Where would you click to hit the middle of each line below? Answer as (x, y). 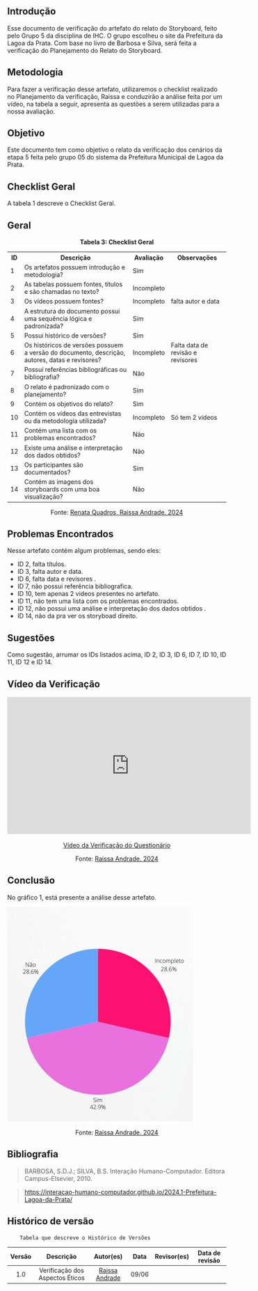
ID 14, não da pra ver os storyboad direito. (77, 616)
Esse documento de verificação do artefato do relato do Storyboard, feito (112, 28)
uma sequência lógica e (58, 318)
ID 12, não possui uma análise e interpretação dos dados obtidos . (112, 609)
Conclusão (31, 881)
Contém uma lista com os (61, 430)
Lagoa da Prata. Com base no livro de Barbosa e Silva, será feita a (102, 43)
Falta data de (190, 345)
